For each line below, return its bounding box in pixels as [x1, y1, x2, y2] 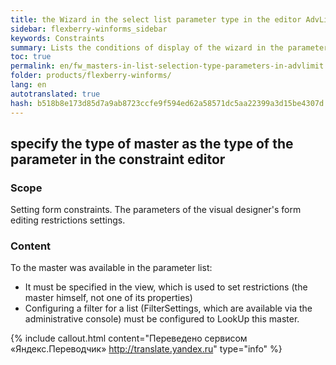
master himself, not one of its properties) [24, 292, 193, 304]
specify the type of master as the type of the [10, 135, 294, 152]
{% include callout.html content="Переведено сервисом [10, 332, 248, 345]
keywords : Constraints [10, 33, 105, 43]
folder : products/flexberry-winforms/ [10, 71, 172, 81]
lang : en [10, 80, 47, 90]
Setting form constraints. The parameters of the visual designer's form [10, 204, 302, 216]
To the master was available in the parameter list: [10, 262, 213, 274]
